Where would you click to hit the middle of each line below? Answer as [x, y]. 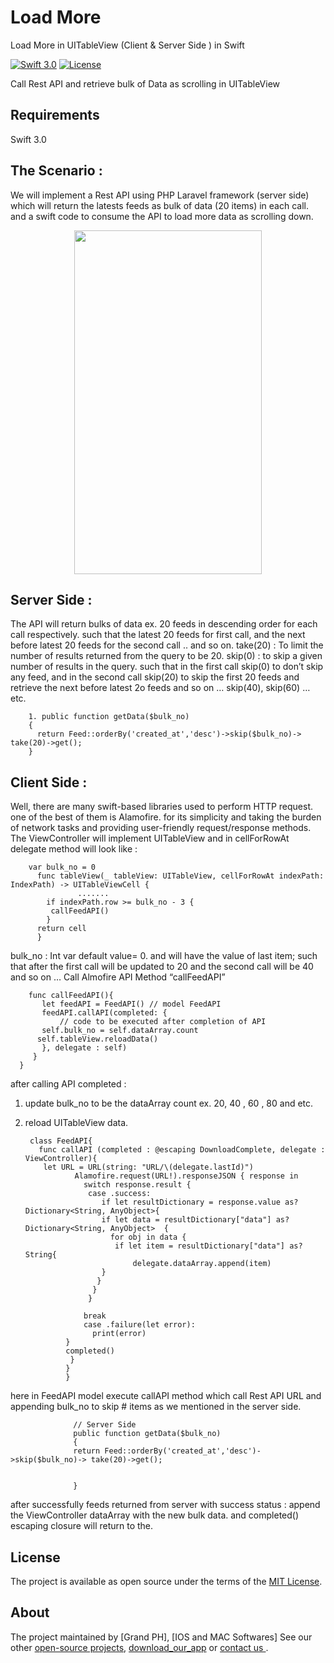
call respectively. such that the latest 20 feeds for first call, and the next [158, 635]
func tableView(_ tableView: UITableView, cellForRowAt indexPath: [180, 876]
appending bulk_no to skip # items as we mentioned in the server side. [156, 1407]
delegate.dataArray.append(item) [202, 1264]
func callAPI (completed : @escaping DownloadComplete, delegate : [182, 1150]
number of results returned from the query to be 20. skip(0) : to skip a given [166, 656]
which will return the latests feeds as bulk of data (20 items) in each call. [159, 205]
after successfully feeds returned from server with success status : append [165, 1505]
